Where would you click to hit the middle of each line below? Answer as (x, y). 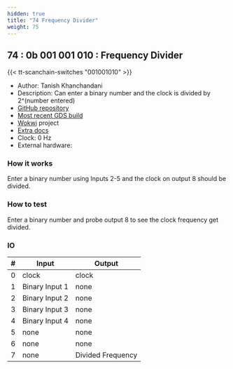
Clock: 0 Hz (34, 138)
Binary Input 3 (45, 309)
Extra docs (33, 130)
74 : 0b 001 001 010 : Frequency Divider (95, 55)
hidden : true (26, 14)
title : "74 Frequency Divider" (53, 20)
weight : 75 (23, 27)
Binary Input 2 (45, 298)
